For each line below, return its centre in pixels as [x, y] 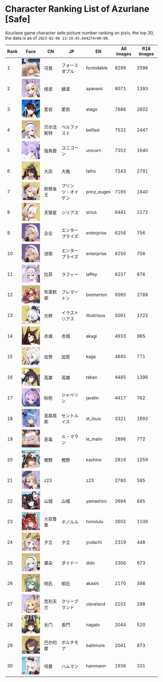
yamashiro [96, 501]
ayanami [94, 89]
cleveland [96, 604]
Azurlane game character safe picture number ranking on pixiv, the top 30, [80, 33]
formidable [97, 68]
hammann [96, 666]
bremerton [96, 295]
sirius [91, 212]
